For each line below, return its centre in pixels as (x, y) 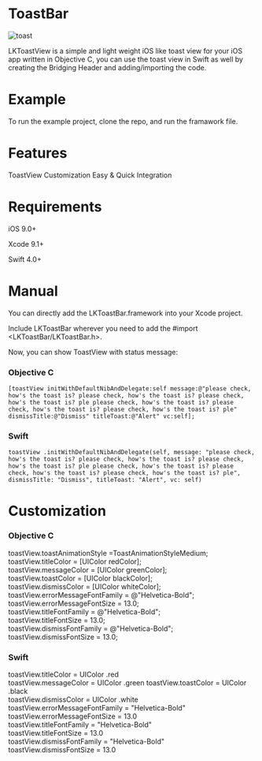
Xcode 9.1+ (26, 244)
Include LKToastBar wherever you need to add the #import (103, 328)
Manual (33, 291)
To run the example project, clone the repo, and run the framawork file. (123, 121)
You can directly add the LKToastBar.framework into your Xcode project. (125, 313)
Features (38, 153)
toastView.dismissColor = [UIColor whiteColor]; (85, 586)
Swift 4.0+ (25, 259)
